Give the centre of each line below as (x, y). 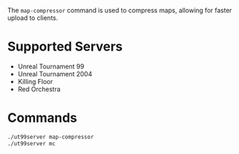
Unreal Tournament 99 (51, 66)
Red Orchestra (39, 89)
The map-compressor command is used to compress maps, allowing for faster (120, 10)
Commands (42, 118)
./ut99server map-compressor (51, 137)
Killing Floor (35, 81)
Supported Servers (65, 47)
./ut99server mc (31, 143)
